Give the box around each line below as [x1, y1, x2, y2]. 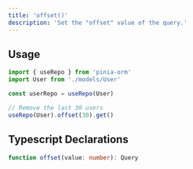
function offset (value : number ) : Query [8, 153, 139, 161]
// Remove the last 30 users [8, 103, 104, 112]
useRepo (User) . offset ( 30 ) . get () [8, 111, 114, 119]
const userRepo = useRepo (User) [8, 90, 114, 98]
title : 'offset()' [8, 11, 68, 20]
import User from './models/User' [8, 76, 122, 84]
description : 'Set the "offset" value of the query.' [8, 19, 188, 27]
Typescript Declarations [8, 133, 129, 146]
